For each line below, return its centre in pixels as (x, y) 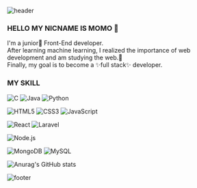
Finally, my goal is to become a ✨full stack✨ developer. (85, 65)
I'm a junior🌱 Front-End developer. (55, 43)
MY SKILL (24, 83)
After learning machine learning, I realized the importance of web (99, 51)
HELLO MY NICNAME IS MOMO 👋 (63, 28)
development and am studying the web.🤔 (65, 57)
